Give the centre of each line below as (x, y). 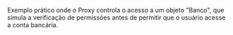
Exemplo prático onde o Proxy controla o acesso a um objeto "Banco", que (116, 10)
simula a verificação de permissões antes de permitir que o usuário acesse (116, 17)
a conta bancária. (33, 25)
